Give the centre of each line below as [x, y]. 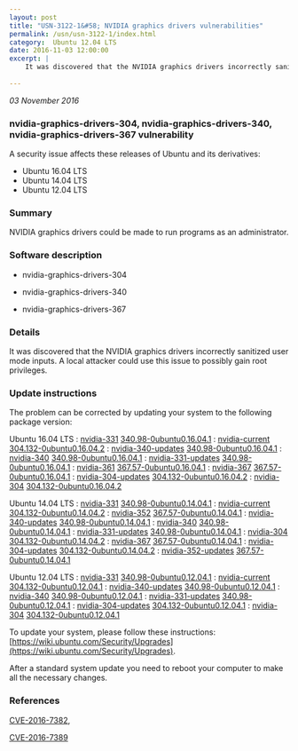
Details [25, 332]
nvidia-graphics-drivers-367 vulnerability [102, 134]
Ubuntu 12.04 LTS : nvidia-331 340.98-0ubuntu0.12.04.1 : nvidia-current [140, 577]
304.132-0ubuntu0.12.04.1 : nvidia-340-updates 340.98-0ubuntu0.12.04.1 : [145, 587]
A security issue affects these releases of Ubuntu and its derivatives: [135, 154]
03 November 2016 [44, 100]
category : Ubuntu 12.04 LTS [63, 42]
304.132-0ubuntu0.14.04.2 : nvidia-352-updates [147, 550]
